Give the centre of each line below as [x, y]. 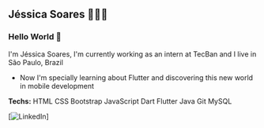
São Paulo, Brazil [36, 62]
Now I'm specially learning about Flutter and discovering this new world [136, 77]
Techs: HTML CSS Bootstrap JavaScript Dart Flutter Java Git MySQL [120, 101]
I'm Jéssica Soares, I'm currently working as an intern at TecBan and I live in [132, 54]
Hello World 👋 [35, 37]
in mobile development [57, 86]
